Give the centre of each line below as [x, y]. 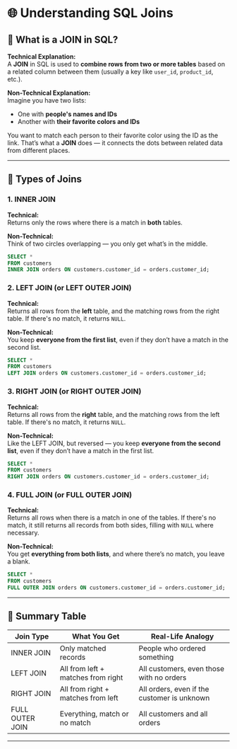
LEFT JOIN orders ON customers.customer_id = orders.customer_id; [107, 373]
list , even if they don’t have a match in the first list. [81, 450]
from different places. [39, 150]
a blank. [19, 561]
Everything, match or [94, 714]
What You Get [96, 636]
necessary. [24, 533]
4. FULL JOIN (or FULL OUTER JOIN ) [70, 495]
